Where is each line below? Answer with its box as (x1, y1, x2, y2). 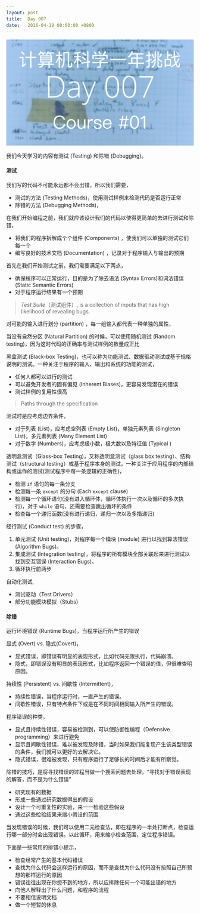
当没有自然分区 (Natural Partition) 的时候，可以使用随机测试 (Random (6, 333, 176, 340)
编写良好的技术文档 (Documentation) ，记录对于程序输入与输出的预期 (14, 250, 185, 257)
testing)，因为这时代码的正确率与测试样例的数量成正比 (6, 340, 140, 347)
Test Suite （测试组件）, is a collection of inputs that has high (20, 301, 170, 309)
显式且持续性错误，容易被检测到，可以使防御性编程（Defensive (14, 726, 170, 733)
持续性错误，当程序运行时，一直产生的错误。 (14, 693, 125, 700)
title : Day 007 (6, 16, 46, 22)
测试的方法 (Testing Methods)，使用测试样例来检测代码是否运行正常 (14, 194, 182, 201)
